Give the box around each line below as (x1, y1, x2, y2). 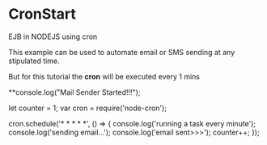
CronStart (8, 5, 77, 23)
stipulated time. (8, 56, 61, 66)
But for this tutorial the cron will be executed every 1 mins (8, 71, 201, 81)
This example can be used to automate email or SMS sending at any (8, 47, 235, 57)
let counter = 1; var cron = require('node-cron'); (8, 103, 167, 113)
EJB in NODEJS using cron (8, 32, 98, 41)
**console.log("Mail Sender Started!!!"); (8, 87, 141, 97)
